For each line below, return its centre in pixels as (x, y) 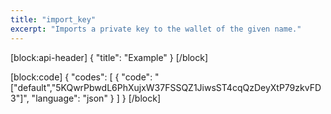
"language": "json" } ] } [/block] (96, 98)
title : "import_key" (53, 19)
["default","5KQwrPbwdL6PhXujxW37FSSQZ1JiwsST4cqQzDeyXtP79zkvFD (166, 87)
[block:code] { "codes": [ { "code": (81, 77)
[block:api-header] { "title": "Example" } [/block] (109, 57)
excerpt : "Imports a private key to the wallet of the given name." (156, 29)
